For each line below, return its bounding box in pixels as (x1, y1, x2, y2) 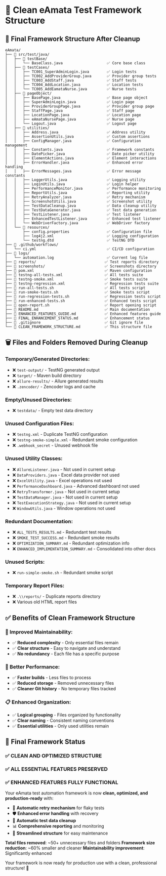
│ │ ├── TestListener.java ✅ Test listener (5, 212, 141, 217)
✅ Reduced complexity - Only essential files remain (12, 640, 119, 646)
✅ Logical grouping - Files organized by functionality (12, 711, 121, 718)
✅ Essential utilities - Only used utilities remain (12, 723, 109, 729)
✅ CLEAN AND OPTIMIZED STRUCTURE (5, 752, 102, 759)
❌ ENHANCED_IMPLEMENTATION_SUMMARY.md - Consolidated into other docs (12, 545, 156, 551)
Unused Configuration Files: (5, 420, 74, 427)
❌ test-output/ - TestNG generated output (12, 367, 100, 373)
